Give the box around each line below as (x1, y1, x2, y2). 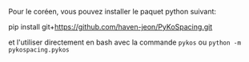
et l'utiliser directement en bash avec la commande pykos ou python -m (8, 37, 242, 47)
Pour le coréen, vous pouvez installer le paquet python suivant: (8, 7, 217, 16)
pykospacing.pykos (8, 46, 70, 54)
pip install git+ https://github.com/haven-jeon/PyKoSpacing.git (8, 22, 213, 31)
